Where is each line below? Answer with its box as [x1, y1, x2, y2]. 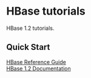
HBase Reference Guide [6, 58, 67, 65]
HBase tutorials [6, 4, 86, 18]
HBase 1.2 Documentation [6, 65, 71, 72]
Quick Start [6, 42, 50, 52]
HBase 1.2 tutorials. [6, 24, 55, 32]
